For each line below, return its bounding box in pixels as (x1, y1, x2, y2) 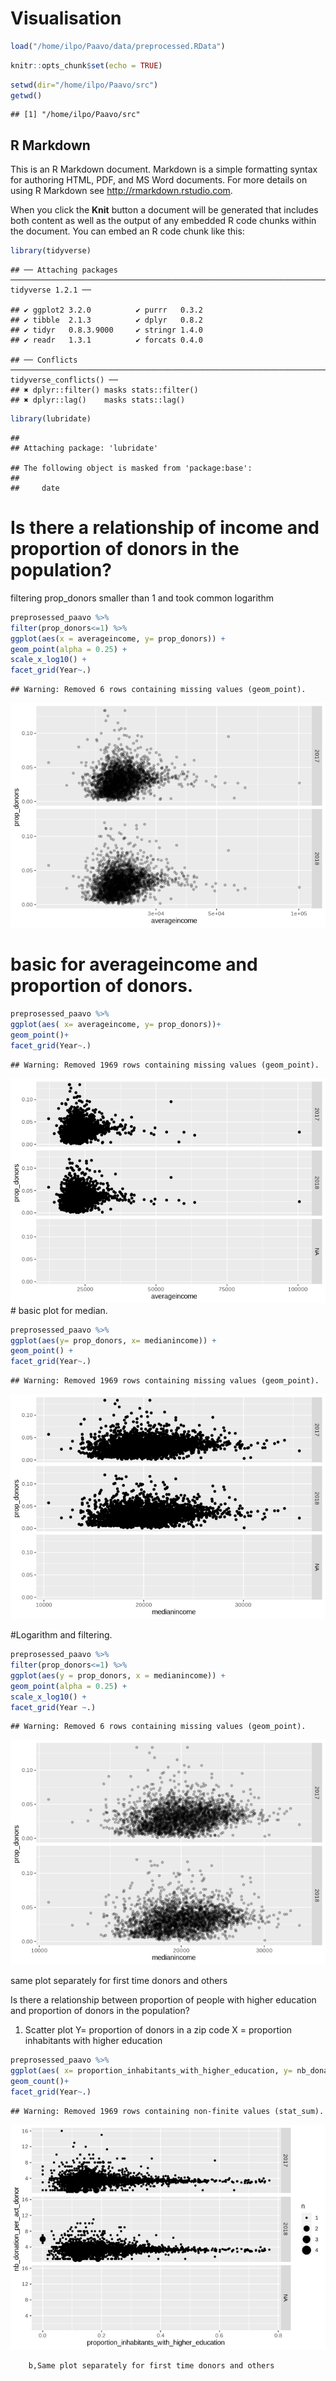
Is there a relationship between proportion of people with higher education (10, 1994, 317, 2006)
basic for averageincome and (10, 953, 258, 976)
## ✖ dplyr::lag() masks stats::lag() (10, 395, 186, 406)
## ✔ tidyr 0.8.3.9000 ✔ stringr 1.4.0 (10, 325, 203, 336)
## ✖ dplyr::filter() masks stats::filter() (10, 385, 199, 396)
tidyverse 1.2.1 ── (10, 285, 92, 296)
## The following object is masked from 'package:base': (10, 463, 253, 473)
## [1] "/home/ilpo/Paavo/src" (10, 110, 141, 120)
